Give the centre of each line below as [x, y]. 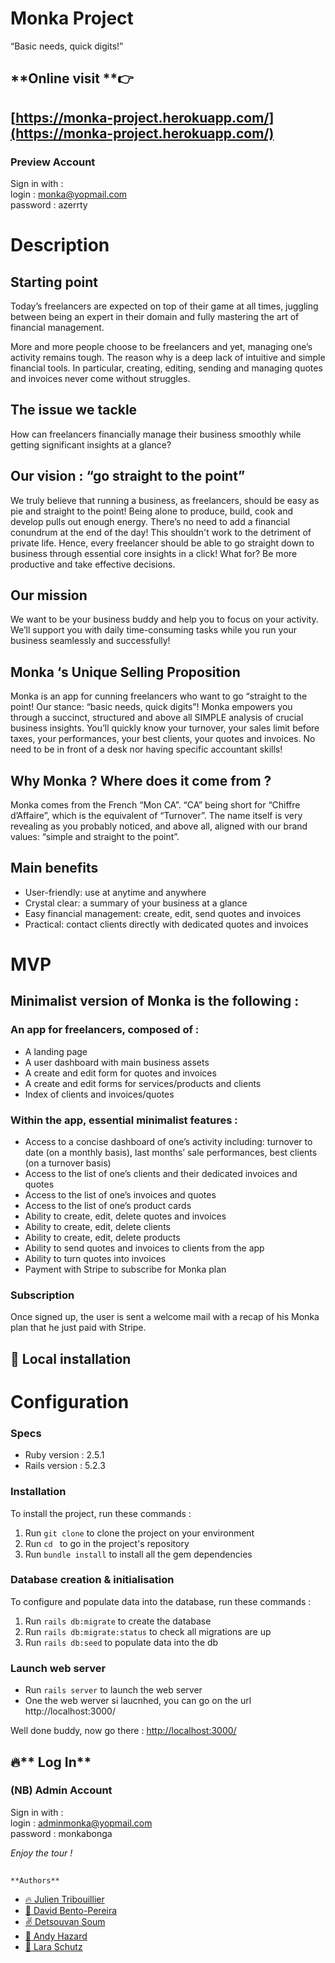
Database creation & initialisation [92, 1580]
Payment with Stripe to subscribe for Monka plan [125, 1269]
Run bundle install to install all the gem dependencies [138, 1554]
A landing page [56, 1051]
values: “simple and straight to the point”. [95, 837]
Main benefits [54, 868]
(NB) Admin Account [61, 1790]
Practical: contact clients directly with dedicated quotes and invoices [166, 924]
